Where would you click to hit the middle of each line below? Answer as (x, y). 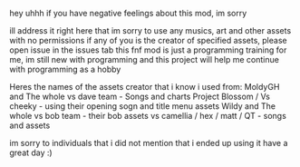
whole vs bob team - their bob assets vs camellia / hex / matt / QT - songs (148, 116)
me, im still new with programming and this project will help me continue (144, 59)
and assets (30, 125)
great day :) (31, 152)
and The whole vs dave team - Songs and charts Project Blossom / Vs (140, 96)
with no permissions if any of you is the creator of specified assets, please (148, 40)
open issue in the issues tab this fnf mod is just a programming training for (148, 50)
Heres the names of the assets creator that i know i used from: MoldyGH (145, 87)
